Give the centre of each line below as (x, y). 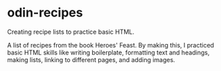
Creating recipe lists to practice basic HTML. (71, 32)
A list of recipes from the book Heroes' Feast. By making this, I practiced (111, 45)
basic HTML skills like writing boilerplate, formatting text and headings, (108, 52)
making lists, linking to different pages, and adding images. (91, 59)
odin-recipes (45, 13)
